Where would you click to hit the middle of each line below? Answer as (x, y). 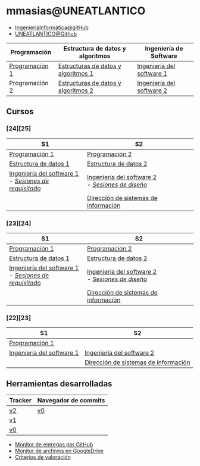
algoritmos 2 (76, 90)
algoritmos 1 (76, 73)
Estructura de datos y (95, 48)
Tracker (20, 401)
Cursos (20, 112)
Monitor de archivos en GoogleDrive (59, 451)
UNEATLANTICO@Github (46, 33)
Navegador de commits (71, 401)
